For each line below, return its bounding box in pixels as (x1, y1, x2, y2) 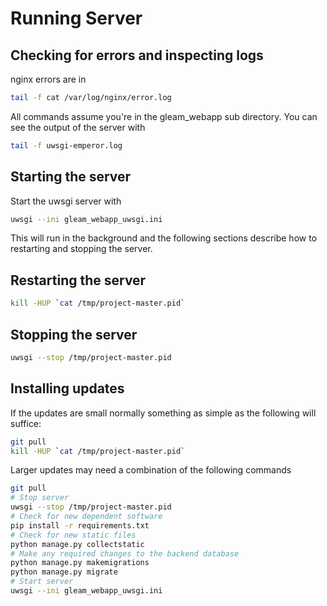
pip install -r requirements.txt (10, 520, 150, 531)
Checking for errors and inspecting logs (10, 47, 264, 64)
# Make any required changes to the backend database (10, 548, 240, 559)
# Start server (10, 577, 74, 587)
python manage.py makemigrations (10, 558, 150, 568)
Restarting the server (10, 272, 147, 289)
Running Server (10, 7, 143, 30)
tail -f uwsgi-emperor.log (10, 140, 123, 151)
